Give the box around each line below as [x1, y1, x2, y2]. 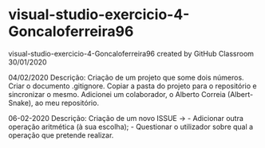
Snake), [8, 98, 34, 107]
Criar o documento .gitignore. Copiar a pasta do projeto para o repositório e [8, 81, 257, 91]
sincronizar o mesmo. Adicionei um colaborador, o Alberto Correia [8, 89, 226, 99]
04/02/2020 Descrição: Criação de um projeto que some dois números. [8, 72, 245, 82]
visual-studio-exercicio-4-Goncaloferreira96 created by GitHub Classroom [8, 49, 254, 58]
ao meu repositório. [34, 98, 100, 107]
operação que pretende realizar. [8, 130, 114, 140]
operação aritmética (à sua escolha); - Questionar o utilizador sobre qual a [8, 122, 254, 131]
